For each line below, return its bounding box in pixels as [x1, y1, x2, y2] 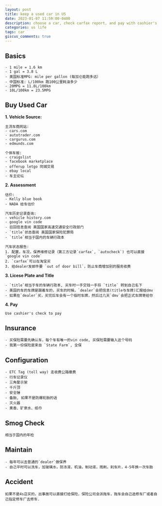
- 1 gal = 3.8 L [5, 69, 38, 74]
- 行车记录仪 [5, 375, 28, 380]
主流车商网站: [5, 124, 29, 129]
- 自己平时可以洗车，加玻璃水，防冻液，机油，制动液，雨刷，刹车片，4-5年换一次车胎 [5, 464, 153, 470]
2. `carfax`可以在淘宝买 [5, 259, 51, 264]
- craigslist [5, 154, 32, 160]
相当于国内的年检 [5, 432, 34, 437]
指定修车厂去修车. [8, 497, 40, 502]
